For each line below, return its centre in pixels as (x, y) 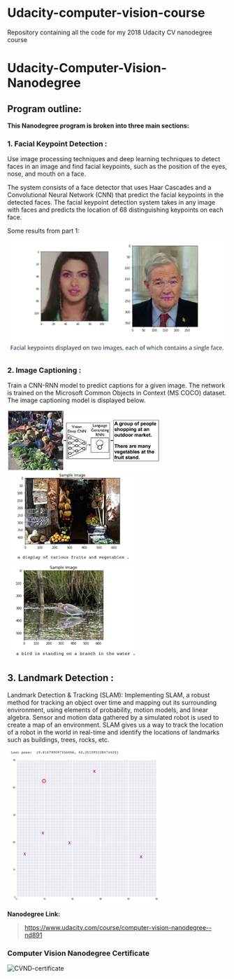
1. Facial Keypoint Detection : (57, 144)
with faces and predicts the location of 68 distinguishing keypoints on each (115, 210)
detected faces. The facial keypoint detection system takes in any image (111, 203)
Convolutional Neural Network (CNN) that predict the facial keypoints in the (116, 195)
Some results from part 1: (44, 231)
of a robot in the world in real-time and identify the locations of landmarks (114, 732)
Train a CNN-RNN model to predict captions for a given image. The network (116, 385)
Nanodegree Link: (34, 914)
